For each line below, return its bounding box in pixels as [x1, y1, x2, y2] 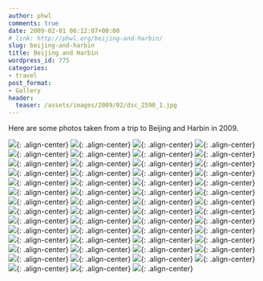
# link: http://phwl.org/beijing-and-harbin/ [8, 34, 163, 43]
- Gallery [8, 86, 42, 95]
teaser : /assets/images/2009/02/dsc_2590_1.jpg [15, 101, 178, 109]
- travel [8, 71, 38, 79]
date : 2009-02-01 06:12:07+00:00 [8, 26, 120, 35]
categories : [8, 64, 48, 72]
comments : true [8, 19, 59, 27]
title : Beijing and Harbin [8, 49, 99, 57]
